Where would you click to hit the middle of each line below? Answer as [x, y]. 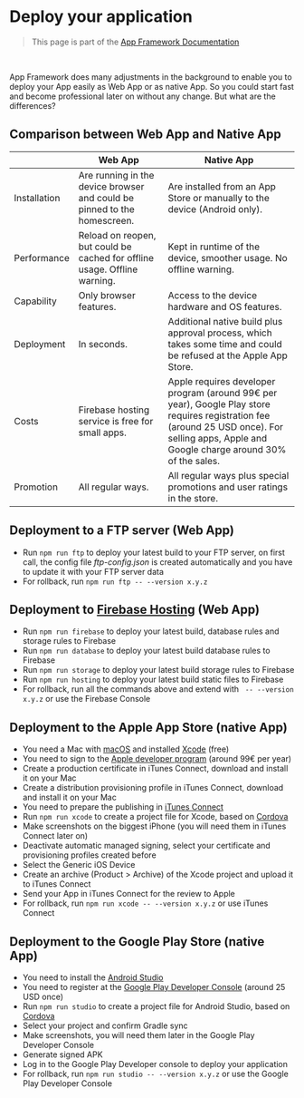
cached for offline [116, 257]
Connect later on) [55, 836]
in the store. [193, 498]
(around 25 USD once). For [225, 426]
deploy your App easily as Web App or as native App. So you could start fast [152, 86]
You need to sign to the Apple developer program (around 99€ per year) [157, 759]
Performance [42, 257]
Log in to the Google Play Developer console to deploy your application [155, 1064]
